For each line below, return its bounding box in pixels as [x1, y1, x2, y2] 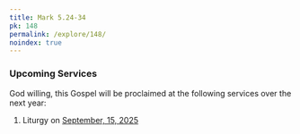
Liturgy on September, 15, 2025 [22, 114, 139, 125]
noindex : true [9, 38, 63, 47]
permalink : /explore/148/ [9, 29, 106, 38]
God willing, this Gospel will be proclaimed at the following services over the [9, 88, 292, 98]
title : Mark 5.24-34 [9, 13, 87, 22]
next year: [9, 97, 47, 108]
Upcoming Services [9, 68, 97, 80]
